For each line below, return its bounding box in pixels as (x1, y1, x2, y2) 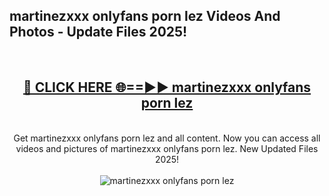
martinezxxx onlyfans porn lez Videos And (9, 8, 281, 25)
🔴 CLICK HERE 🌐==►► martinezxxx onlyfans (22, 79, 312, 96)
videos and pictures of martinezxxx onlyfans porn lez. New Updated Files (15, 142, 319, 154)
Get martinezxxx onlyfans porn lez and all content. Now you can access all (13, 132, 321, 144)
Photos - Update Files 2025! (9, 24, 188, 41)
